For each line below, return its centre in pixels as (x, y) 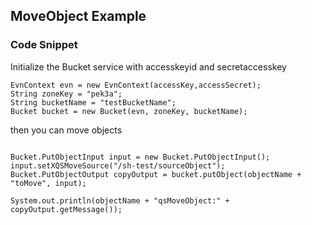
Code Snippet (44, 45)
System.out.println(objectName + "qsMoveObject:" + (120, 200)
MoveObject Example (78, 16)
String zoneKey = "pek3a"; (66, 94)
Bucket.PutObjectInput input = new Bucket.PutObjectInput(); (140, 157)
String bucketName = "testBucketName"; (93, 102)
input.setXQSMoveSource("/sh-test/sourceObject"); (118, 165)
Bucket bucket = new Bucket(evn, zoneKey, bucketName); (129, 111)
